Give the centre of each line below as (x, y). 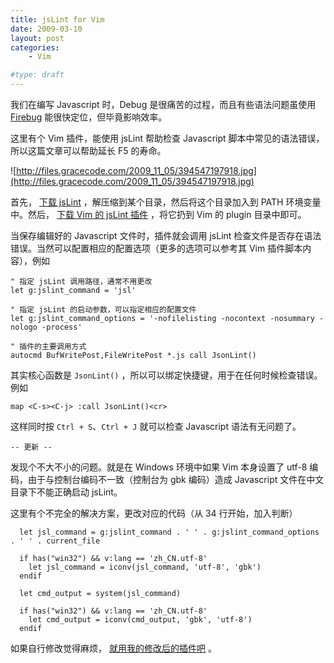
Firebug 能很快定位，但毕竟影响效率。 (89, 117)
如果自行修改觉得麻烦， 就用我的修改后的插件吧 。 (113, 648)
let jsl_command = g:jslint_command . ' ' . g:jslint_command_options (169, 532)
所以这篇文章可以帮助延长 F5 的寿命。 (88, 150)
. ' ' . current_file (55, 541)
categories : (35, 47)
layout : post (37, 38)
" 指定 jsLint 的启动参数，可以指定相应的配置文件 (103, 310)
